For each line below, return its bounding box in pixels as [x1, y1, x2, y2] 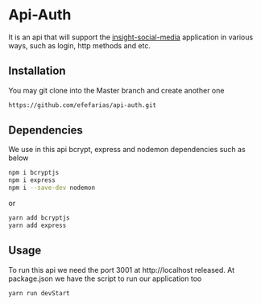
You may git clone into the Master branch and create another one [8, 85, 225, 95]
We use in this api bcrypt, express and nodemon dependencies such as [8, 145, 246, 155]
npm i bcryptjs [8, 169, 60, 177]
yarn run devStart [8, 289, 70, 297]
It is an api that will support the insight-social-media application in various [8, 32, 254, 42]
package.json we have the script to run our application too [8, 274, 202, 283]
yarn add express [8, 221, 67, 229]
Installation [8, 64, 66, 78]
